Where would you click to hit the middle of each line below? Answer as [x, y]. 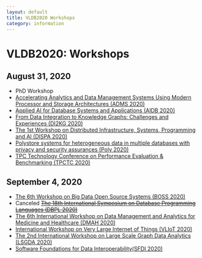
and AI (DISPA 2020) [41, 137]
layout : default [27, 12]
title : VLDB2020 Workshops [41, 18]
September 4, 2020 [44, 182]
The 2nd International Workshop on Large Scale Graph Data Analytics [103, 236]
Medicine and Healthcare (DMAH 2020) [65, 223]
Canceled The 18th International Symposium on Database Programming [105, 203]
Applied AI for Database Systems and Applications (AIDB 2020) [95, 110]
